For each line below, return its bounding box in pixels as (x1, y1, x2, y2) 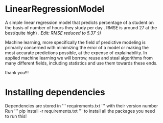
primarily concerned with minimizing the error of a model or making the (5, 44, 149, 50)
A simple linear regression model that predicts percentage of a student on (5, 20, 154, 25)
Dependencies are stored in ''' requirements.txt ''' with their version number (5, 102, 158, 108)
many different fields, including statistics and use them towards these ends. (5, 60, 158, 66)
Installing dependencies (5, 87, 105, 98)
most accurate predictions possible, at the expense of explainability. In (5, 50, 147, 56)
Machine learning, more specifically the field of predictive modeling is (5, 39, 146, 45)
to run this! (5, 113, 27, 119)
